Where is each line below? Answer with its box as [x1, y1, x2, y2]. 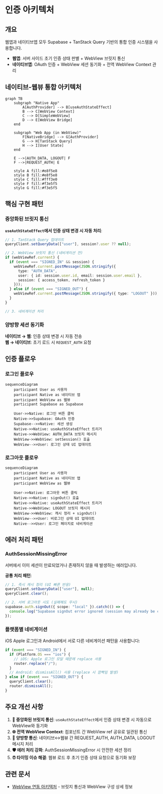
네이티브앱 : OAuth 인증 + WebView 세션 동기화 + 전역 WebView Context [12, 62, 151, 67]
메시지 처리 [12, 741, 33, 746]
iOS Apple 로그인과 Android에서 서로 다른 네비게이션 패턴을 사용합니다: [5, 638, 141, 644]
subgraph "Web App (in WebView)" [14, 130, 81, 135]
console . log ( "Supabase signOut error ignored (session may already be [9, 609, 155, 614]
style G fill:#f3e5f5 [14, 185, 57, 190]
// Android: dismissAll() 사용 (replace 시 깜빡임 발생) [9, 670, 119, 675]
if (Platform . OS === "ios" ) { [9, 652, 70, 657]
